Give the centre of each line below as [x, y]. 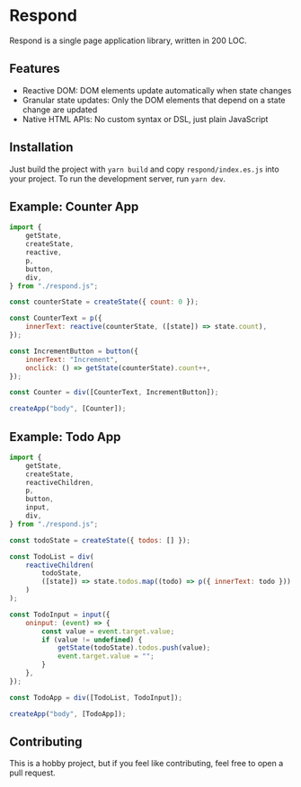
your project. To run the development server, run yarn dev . [118, 178]
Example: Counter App [74, 206]
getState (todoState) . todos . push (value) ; [134, 648]
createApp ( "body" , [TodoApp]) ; [68, 714]
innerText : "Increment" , [72, 359]
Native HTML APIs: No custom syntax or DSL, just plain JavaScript [145, 119]
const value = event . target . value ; [108, 631]
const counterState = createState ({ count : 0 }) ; [104, 302]
